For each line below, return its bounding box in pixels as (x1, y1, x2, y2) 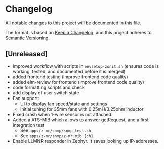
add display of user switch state (12, 89, 79, 96)
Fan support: (12, 95, 39, 101)
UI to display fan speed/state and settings (20, 101, 107, 107)
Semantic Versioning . (5, 35, 50, 41)
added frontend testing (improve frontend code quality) (12, 74, 128, 80)
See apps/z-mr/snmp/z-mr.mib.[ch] (20, 132, 94, 139)
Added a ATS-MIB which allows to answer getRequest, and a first (12, 117, 149, 123)
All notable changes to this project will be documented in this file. (5, 20, 142, 26)
